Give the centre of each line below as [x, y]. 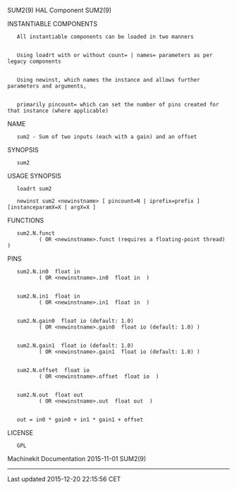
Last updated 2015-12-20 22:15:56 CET [64, 479]
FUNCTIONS [26, 220]
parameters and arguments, [47, 86]
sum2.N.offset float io [53, 370]
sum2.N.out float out [50, 395]
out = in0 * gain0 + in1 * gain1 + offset [80, 419]
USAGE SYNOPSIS [34, 176]
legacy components [34, 61]
